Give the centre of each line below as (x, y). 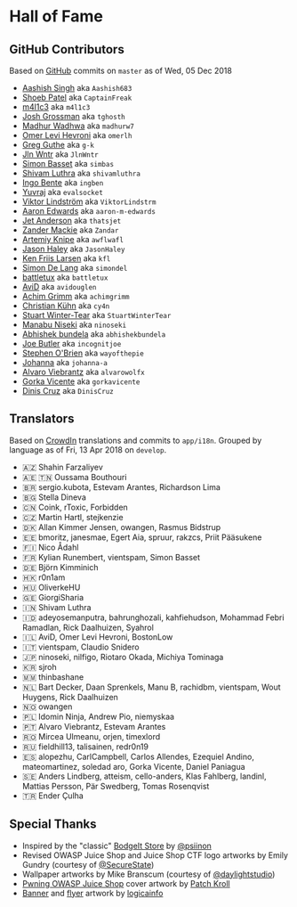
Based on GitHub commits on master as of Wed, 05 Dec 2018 (121, 70)
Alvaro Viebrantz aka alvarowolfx (83, 372)
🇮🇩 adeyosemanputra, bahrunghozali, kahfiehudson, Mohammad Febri (153, 617)
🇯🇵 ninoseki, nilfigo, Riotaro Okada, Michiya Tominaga (123, 657)
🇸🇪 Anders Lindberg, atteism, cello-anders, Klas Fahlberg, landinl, (144, 776)
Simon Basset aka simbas (68, 163)
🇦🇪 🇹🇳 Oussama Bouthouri (74, 477)
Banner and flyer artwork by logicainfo (92, 893)
